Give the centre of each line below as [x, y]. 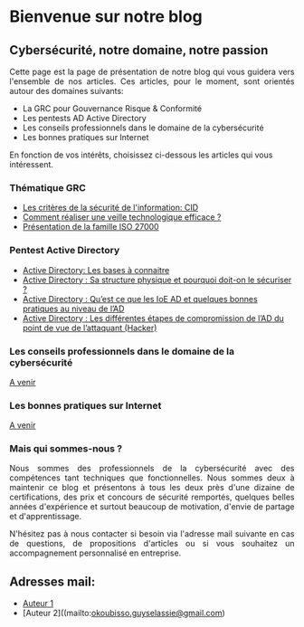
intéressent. [32, 164]
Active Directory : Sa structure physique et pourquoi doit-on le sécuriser [157, 280]
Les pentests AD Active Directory [84, 118]
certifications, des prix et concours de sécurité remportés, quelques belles [152, 497]
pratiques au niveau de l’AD [73, 309]
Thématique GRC [47, 187]
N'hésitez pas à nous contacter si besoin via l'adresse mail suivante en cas [152, 534]
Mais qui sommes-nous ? [66, 449]
